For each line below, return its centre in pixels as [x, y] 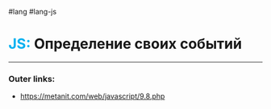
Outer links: [32, 79]
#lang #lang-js [33, 12]
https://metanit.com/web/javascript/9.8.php [92, 96]
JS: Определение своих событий [125, 44]
